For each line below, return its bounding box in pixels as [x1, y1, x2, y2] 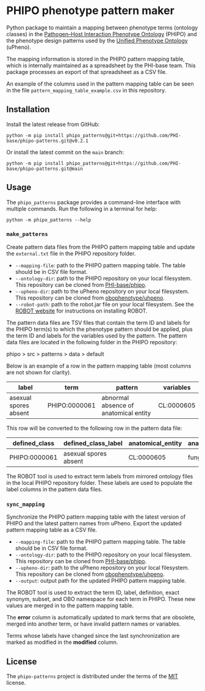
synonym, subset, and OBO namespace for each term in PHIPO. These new [6, 596, 196, 603]
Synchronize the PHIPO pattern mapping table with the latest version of [6, 513, 186, 520]
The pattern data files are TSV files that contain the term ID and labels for [6, 319, 191, 326]
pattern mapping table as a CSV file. [6, 527, 98, 534]
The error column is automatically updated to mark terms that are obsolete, [6, 614, 196, 621]
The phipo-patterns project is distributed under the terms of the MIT [6, 672, 179, 679]
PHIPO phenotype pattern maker [6, 4, 175, 18]
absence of [101, 401, 134, 410]
